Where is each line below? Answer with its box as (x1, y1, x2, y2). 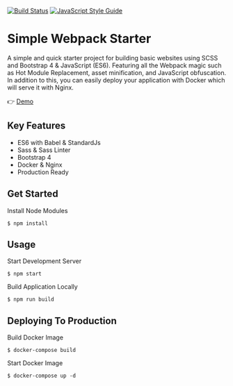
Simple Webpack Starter (7, 31, 152, 47)
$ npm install (7, 219, 49, 227)
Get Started (7, 188, 58, 200)
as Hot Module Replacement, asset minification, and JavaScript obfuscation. (7, 68, 227, 76)
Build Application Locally (7, 283, 78, 291)
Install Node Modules (7, 206, 68, 215)
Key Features (7, 120, 66, 132)
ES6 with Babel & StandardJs (17, 138, 101, 146)
